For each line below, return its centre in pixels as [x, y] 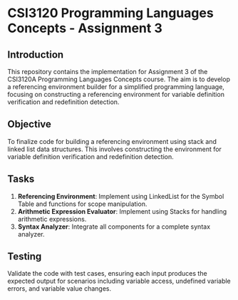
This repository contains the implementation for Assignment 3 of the [108, 72]
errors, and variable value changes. [59, 289]
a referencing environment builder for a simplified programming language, [116, 87]
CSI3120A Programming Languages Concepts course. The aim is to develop [119, 79]
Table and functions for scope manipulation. [82, 204]
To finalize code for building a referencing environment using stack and [112, 141]
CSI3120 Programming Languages [110, 13]
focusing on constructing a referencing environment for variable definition [116, 94]
